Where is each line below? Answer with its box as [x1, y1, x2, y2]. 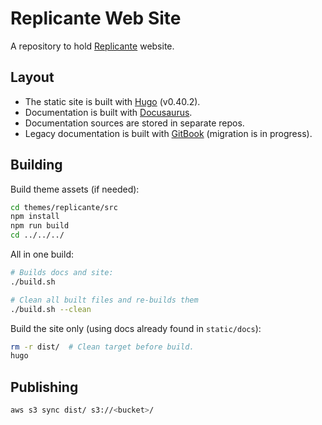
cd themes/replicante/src [10, 202, 118, 212]
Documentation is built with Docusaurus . [24, 106, 193, 118]
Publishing [10, 378, 79, 396]
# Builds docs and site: [10, 268, 114, 278]
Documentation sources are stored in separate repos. [24, 117, 245, 129]
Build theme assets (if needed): [10, 183, 140, 195]
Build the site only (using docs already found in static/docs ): [10, 322, 262, 334]
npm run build [10, 221, 70, 231]
